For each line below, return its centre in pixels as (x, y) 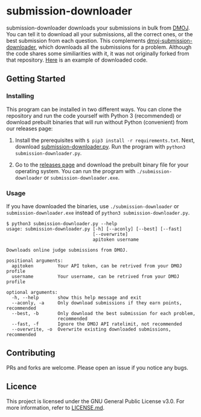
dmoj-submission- (170, 40)
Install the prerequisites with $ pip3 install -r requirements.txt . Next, (105, 140)
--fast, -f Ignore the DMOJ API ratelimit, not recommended (97, 324)
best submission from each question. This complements (76, 40)
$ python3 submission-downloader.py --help (62, 224)
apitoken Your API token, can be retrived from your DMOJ (97, 266)
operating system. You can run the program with (75, 171)
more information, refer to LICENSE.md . (56, 407)
